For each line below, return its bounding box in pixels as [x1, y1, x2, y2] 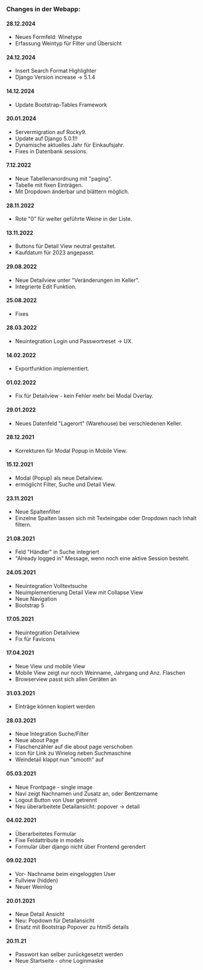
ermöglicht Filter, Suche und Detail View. [14, 481, 117, 488]
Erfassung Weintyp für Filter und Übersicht [14, 40, 122, 47]
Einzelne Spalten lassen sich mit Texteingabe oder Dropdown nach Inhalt [14, 515, 197, 522]
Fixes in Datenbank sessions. [14, 147, 88, 155]
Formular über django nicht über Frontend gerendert [14, 843, 146, 850]
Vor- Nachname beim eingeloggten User [14, 871, 116, 877]
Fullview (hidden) [14, 877, 59, 884]
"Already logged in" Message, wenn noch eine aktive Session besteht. [14, 555, 190, 562]
